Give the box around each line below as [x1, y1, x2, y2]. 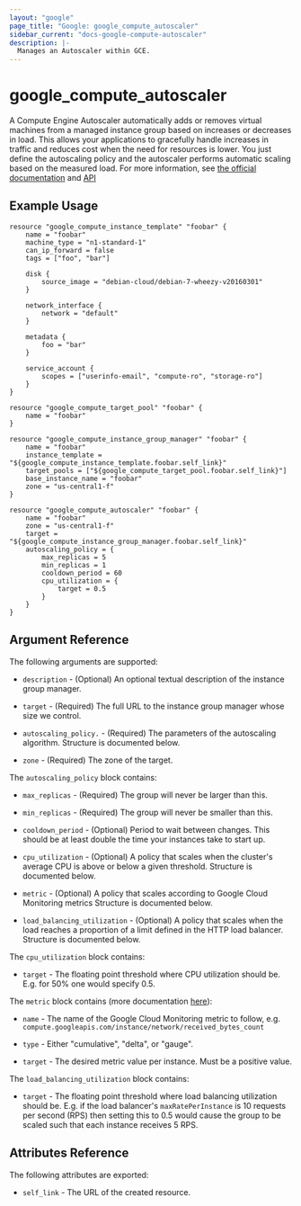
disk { [25, 269, 50, 279]
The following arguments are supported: [9, 656, 159, 666]
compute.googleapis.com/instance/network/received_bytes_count [22, 1023, 265, 1032]
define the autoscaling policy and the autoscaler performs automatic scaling [9, 154, 292, 165]
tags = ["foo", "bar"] [25, 254, 111, 263]
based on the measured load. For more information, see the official [9, 163, 257, 174]
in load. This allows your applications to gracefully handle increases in [9, 134, 270, 145]
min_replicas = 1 [41, 560, 106, 569]
